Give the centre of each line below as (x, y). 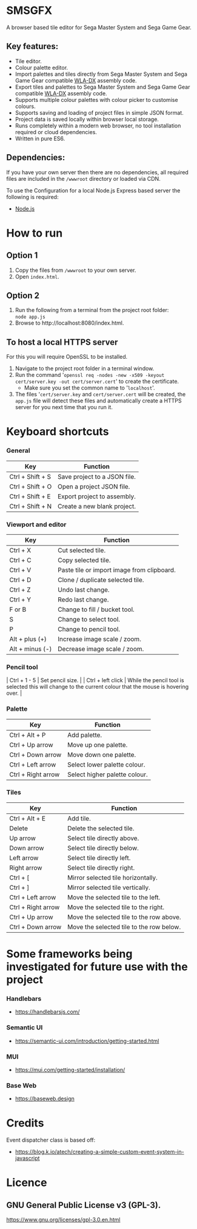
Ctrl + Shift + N (31, 506)
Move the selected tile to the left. (114, 897)
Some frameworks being (69, 954)
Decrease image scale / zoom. (101, 649)
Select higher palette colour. (108, 774)
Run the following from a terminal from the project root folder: (92, 310)
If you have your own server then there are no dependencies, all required (98, 172)
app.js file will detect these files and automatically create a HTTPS (98, 401)
